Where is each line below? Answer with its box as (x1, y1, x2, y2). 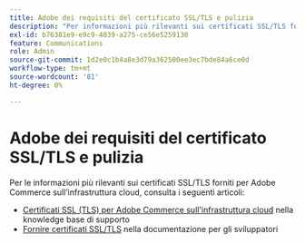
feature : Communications (9, 38, 103, 48)
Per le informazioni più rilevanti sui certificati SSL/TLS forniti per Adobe (9, 177, 276, 188)
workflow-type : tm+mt (9, 64, 92, 73)
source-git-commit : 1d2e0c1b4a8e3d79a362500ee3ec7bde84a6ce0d (9, 55, 250, 64)
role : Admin (9, 47, 54, 56)
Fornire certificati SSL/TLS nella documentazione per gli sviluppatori (22, 223, 279, 234)
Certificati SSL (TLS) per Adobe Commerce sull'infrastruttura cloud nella (22, 204, 294, 215)
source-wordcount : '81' (9, 73, 100, 82)
